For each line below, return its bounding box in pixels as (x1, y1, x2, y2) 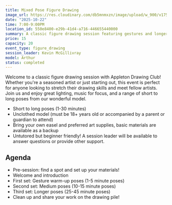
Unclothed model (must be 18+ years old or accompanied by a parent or (12, 111, 165, 117)
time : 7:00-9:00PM (5, 22, 45, 27)
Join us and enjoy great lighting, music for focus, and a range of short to (5, 90, 158, 96)
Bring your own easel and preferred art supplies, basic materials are (12, 122, 156, 128)
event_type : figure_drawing (5, 46, 66, 51)
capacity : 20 (5, 41, 33, 46)
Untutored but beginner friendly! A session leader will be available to (12, 133, 158, 139)
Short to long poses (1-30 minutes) (12, 106, 87, 112)
